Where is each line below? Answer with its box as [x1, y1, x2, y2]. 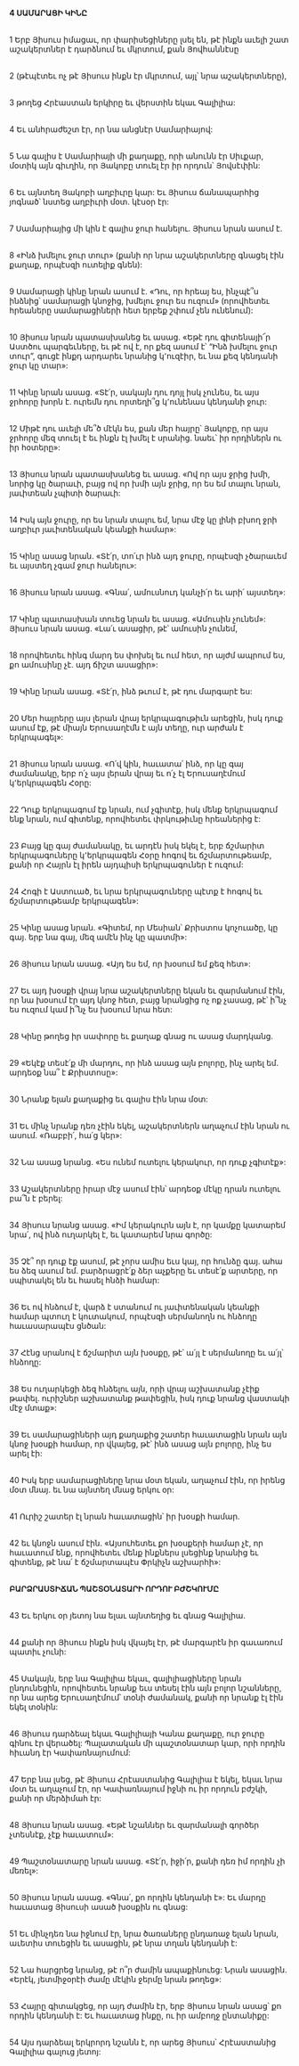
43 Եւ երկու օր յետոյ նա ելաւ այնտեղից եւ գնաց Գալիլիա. [9, 1611, 246, 1620]
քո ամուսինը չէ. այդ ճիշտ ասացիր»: [9, 660, 158, 669]
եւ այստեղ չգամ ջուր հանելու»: [9, 561, 137, 570]
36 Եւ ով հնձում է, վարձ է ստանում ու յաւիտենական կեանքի [9, 1301, 260, 1312]
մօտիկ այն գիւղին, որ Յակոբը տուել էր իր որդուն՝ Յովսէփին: [9, 160, 261, 170]
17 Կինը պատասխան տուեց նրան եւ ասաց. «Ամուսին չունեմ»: [9, 614, 266, 624]
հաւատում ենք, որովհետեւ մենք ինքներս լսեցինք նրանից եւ [9, 1547, 259, 1558]
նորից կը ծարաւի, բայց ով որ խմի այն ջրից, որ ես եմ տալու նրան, [9, 479, 281, 488]
